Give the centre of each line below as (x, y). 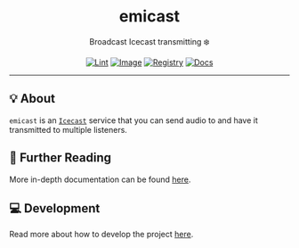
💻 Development (55, 208)
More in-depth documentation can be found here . (100, 179)
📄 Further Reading (60, 158)
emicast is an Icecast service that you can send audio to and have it (133, 120)
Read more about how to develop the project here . (101, 235)
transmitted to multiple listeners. (68, 129)
